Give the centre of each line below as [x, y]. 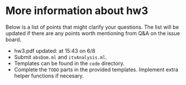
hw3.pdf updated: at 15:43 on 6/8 [54, 50]
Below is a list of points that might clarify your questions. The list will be [92, 27]
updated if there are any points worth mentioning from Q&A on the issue [93, 33]
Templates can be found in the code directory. [69, 63]
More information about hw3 [77, 11]
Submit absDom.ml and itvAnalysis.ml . [60, 57]
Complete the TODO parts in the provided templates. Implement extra [96, 69]
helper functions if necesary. [49, 76]
